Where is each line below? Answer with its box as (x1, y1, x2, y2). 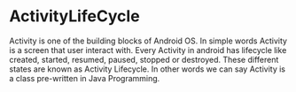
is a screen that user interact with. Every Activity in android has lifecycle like (9, 44, 287, 55)
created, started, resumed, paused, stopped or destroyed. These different (9, 54, 279, 65)
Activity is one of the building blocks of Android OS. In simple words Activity (9, 35, 288, 46)
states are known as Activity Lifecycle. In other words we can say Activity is (9, 64, 286, 74)
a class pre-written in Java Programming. (9, 73, 160, 83)
